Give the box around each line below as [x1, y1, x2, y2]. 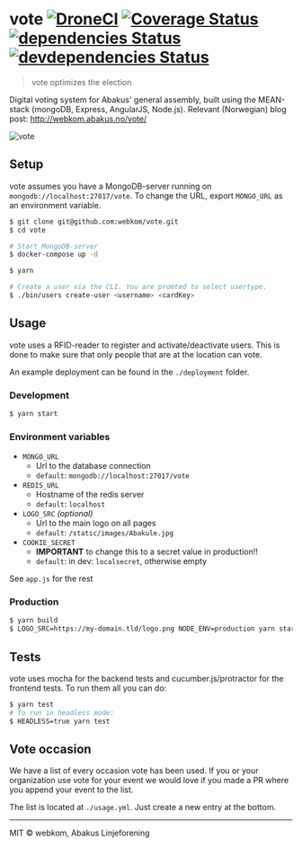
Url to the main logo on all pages [35, 517, 156, 529]
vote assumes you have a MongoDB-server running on [9, 181, 212, 191]
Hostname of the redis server [35, 490, 145, 500]
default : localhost [35, 498, 106, 509]
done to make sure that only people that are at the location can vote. [9, 349, 262, 359]
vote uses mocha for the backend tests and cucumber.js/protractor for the [9, 674, 285, 684]
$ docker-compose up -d [9, 250, 99, 260]
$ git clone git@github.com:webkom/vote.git [9, 216, 179, 226]
